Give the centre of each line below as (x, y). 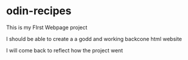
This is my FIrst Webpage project (47, 27)
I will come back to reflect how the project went (65, 50)
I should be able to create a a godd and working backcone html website (94, 39)
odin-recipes (39, 11)
